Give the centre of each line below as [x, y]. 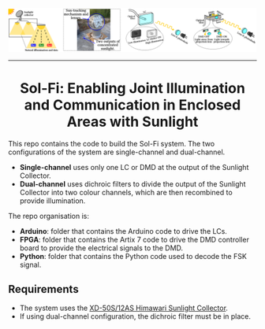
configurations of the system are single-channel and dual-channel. [117, 152]
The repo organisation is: [49, 216]
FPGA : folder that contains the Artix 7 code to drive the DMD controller [134, 239]
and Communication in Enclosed [132, 105]
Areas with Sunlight [132, 122]
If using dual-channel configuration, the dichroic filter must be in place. [135, 316]
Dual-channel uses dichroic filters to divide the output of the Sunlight [132, 183]
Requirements [43, 289]
